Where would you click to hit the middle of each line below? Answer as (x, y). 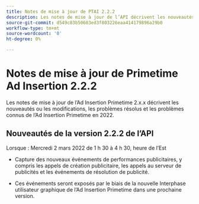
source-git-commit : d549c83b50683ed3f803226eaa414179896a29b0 (84, 22)
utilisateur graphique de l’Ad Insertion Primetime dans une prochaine (98, 189)
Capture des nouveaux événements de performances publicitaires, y (98, 159)
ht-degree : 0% (24, 39)
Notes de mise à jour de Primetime (92, 74)
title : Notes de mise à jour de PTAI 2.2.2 (61, 12)
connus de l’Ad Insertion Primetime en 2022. (60, 115)
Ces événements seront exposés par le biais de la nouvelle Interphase (100, 183)
